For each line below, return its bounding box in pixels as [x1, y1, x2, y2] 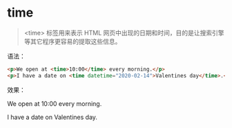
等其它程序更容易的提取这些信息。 [23, 37, 122, 46]
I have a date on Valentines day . [7, 113, 98, 121]
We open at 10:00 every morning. [7, 99, 102, 108]
